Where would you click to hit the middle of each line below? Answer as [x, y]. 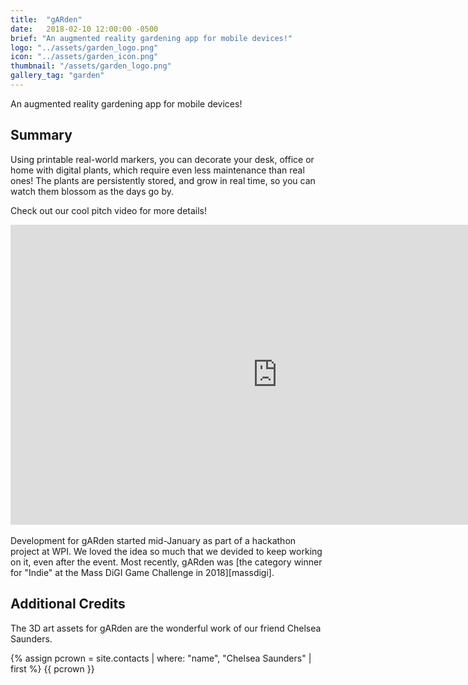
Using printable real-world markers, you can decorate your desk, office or [162, 159]
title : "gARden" [46, 19]
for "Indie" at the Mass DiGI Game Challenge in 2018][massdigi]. [142, 572]
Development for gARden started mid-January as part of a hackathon [153, 540]
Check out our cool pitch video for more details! [109, 210]
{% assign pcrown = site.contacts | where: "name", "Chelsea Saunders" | [161, 658]
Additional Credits [68, 604]
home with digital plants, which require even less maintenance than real [157, 170]
